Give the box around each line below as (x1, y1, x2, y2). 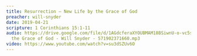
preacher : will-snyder (6, 14, 62, 20)
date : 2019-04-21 (6, 19, 49, 25)
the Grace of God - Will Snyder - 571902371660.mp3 (11, 36, 141, 41)
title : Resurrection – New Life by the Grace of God (6, 8, 138, 15)
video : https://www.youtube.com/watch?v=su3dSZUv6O (6, 41, 135, 47)
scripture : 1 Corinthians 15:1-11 (6, 24, 91, 31)
